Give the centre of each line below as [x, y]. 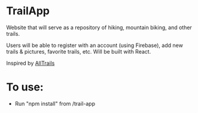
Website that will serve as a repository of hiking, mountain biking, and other [99, 27]
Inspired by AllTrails [31, 63]
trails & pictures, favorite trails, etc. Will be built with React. [79, 51]
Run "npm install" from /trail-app [55, 103]
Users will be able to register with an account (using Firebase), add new [95, 45]
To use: [25, 87]
